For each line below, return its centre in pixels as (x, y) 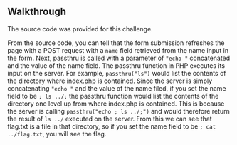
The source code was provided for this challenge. (80, 29)
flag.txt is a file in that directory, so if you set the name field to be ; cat (112, 126)
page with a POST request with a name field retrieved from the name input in (118, 50)
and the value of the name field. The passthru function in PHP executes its (116, 65)
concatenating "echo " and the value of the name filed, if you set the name (117, 88)
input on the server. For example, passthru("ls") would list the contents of (117, 73)
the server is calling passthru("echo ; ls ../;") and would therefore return (118, 111)
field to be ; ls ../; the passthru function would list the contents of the (113, 96)
